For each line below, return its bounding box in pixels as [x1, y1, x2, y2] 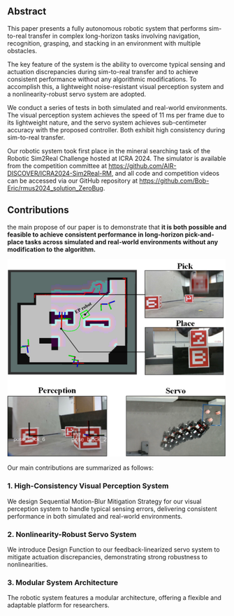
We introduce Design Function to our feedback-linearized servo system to [7, 545, 220, 554]
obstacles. [7, 46, 37, 55]
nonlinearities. [7, 560, 48, 568]
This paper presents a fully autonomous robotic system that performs [7, 24, 207, 32]
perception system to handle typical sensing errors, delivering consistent [7, 504, 218, 513]
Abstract [7, 6, 47, 17]
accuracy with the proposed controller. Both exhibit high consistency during [7, 125, 226, 134]
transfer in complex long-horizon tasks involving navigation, [27, 31, 200, 40]
